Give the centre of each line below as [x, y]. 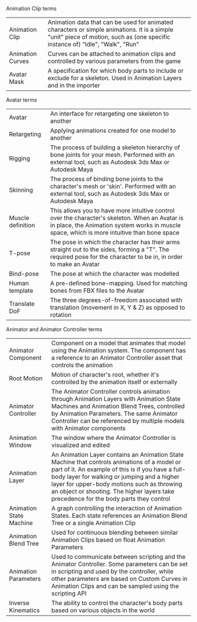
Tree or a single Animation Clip [94, 523]
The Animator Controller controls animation [111, 391]
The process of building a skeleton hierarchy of [115, 147]
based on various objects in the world [103, 610]
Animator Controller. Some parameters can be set [120, 564]
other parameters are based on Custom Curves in [119, 579]
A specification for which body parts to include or [116, 71]
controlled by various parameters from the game [114, 61]
